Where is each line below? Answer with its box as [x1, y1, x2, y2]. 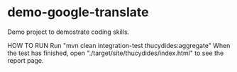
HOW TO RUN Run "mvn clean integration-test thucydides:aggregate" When [7, 41, 231, 49]
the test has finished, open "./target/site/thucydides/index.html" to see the [7, 49, 224, 57]
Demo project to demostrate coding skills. [7, 28, 130, 36]
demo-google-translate [7, 4, 149, 20]
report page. [7, 56, 44, 64]
